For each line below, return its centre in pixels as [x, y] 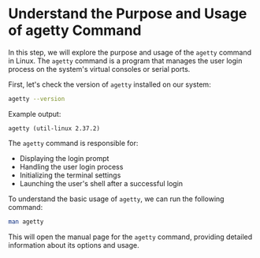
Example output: [35, 114]
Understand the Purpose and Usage [128, 14]
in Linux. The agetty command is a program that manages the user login [125, 61]
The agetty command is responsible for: [73, 143]
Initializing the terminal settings [70, 175]
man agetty [26, 222]
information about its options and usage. [74, 245]
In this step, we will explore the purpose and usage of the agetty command [130, 52]
